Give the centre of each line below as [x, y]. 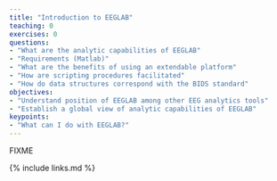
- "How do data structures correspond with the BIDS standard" [129, 84]
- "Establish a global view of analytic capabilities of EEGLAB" [133, 109]
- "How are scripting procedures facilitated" [97, 76]
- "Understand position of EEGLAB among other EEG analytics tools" [139, 100]
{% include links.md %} [53, 168]
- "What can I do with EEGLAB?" [69, 126]
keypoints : [29, 117]
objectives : [31, 92]
